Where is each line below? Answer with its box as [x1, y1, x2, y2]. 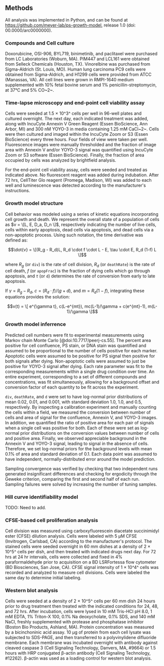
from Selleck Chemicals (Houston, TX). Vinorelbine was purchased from [5, 61, 151, 67]
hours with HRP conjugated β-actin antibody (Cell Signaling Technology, [5, 650, 151, 656]
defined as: [5, 237, 28, 243]
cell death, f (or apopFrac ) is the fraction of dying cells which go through [5, 268, 150, 273]
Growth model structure [5, 200, 64, 207]
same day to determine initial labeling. [5, 575, 82, 581]
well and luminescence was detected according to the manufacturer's [5, 182, 146, 188]
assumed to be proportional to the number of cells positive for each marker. [5, 347, 158, 353]
